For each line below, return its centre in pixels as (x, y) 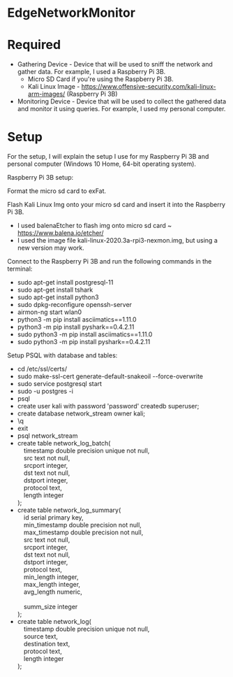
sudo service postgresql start (60, 384)
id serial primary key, (53, 518)
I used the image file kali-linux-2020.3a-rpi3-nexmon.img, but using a (117, 241)
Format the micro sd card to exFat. (57, 191)
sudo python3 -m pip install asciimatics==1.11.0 (85, 334)
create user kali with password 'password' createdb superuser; (108, 406)
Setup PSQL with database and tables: (62, 355)
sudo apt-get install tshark (55, 290)
